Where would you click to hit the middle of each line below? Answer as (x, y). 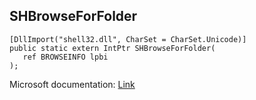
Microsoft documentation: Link (72, 84)
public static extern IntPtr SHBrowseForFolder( (112, 48)
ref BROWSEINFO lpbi (65, 57)
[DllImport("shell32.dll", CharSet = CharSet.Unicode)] (128, 39)
